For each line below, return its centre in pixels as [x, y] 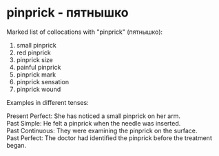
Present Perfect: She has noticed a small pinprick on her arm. [93, 116]
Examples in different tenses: [48, 102]
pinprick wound [39, 89]
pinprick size [34, 59]
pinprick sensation [43, 81]
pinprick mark [36, 75]
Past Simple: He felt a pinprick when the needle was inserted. [94, 123]
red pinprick [33, 52]
